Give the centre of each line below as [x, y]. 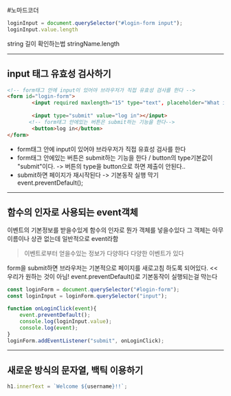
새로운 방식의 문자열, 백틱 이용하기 [75, 370]
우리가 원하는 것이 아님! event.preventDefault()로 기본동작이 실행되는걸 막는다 [112, 277]
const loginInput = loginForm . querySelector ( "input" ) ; [87, 296]
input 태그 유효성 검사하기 [59, 74]
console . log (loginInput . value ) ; [66, 321]
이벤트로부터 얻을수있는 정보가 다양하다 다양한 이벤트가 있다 [104, 253]
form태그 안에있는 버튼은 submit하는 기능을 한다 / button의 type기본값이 [115, 158]
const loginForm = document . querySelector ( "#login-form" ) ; [93, 290]
